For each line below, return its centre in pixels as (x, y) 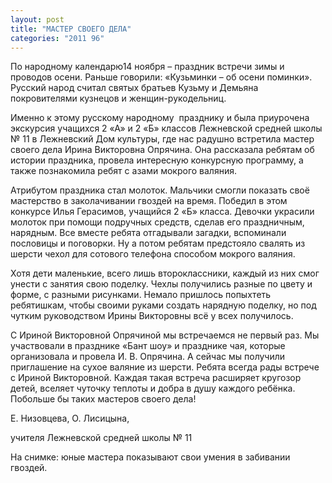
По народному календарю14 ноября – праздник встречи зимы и (147, 67)
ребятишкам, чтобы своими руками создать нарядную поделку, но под (163, 305)
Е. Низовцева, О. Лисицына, (70, 418)
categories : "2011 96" (57, 38)
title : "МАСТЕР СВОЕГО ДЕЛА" (71, 29)
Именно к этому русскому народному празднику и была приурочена (160, 118)
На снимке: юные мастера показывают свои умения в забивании (150, 457)
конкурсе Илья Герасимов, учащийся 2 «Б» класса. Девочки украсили (162, 212)
